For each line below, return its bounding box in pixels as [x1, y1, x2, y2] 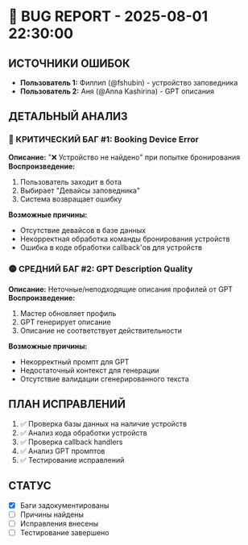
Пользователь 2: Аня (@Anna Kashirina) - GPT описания [19, 86, 215, 96]
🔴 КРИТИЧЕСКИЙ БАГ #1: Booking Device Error [8, 134, 199, 145]
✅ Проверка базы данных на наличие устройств [19, 418, 188, 428]
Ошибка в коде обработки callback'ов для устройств [19, 242, 203, 252]
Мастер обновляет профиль [19, 308, 117, 318]
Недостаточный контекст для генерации [19, 365, 159, 375]
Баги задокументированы [19, 500, 110, 510]
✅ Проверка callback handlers [19, 437, 123, 447]
